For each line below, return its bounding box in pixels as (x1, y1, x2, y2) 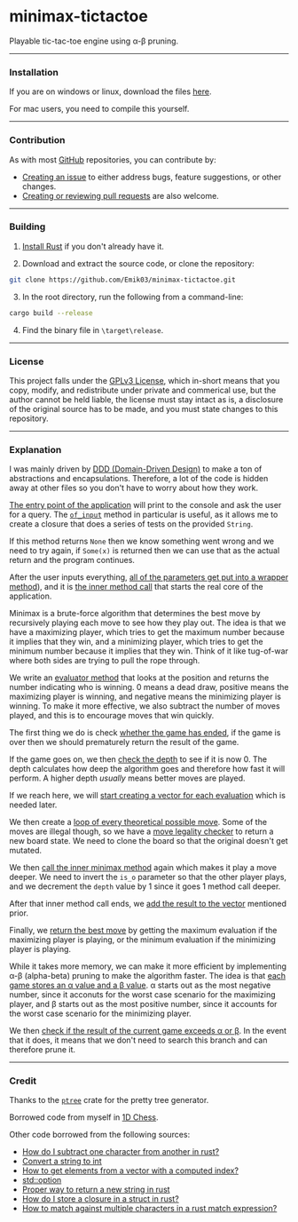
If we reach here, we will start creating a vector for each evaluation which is (9, 790, 286, 801)
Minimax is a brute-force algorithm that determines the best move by (9, 608, 261, 619)
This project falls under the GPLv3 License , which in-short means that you (9, 375, 280, 385)
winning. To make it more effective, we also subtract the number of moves (9, 701, 281, 711)
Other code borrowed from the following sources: (9, 1130, 191, 1140)
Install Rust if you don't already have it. (21, 241, 164, 251)
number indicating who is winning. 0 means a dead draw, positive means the (9, 682, 289, 693)
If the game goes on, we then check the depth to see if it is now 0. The (9, 754, 268, 765)
